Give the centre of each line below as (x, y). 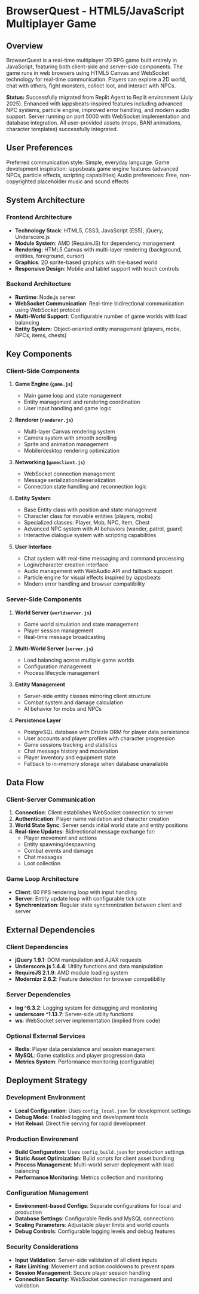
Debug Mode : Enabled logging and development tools (81, 1117)
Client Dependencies (37, 947)
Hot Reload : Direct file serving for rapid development (80, 1123)
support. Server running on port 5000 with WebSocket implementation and (98, 116)
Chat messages (43, 857)
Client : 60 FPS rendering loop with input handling (76, 892)
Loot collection (42, 863)
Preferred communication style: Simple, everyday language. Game (88, 162)
